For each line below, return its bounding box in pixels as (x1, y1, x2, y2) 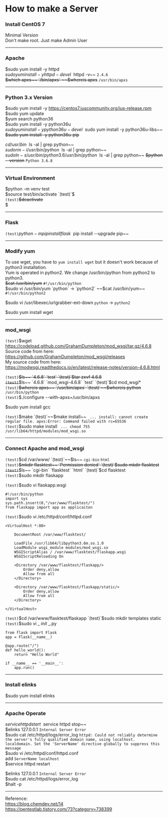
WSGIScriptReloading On (14, 553, 64, 559)
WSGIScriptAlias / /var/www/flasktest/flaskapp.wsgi (14, 549, 126, 554)
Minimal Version (5, 32, 38, 38)
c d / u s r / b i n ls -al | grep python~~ (5, 141, 74, 147)
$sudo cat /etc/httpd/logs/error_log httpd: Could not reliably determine (5, 732, 158, 738)
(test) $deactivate (5, 196, 43, 202)
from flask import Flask (5, 630, 57, 635)
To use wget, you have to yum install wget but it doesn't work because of (5, 258, 158, 265)
